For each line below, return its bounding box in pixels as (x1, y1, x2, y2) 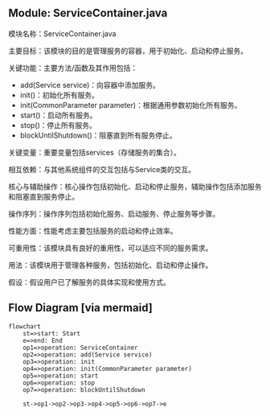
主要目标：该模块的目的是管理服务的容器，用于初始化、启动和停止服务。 (8, 46, 247, 56)
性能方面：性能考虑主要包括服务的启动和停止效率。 (8, 225, 178, 236)
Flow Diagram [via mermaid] (8, 301, 153, 315)
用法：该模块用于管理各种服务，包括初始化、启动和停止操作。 (8, 260, 213, 270)
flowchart (8, 322, 42, 331)
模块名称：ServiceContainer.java (8, 28, 117, 39)
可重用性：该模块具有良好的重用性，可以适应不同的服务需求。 (8, 243, 213, 253)
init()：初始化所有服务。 (19, 90, 99, 100)
